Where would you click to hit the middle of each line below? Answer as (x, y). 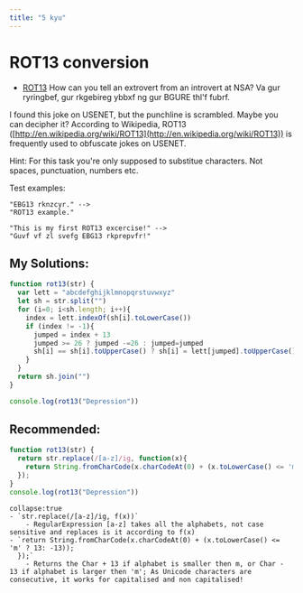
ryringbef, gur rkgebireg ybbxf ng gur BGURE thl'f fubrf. (126, 97)
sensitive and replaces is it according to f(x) (102, 532)
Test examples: (37, 188)
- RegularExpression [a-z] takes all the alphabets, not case (145, 524)
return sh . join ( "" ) (54, 376)
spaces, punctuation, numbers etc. (74, 170)
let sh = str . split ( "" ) (62, 301)
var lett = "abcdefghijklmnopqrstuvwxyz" (96, 293)
